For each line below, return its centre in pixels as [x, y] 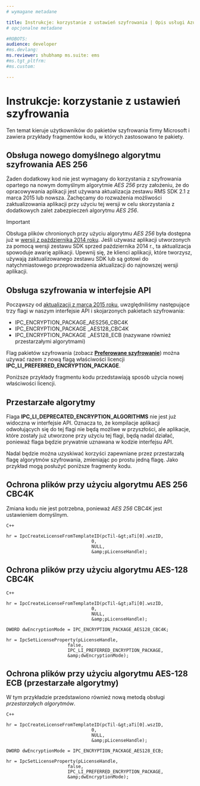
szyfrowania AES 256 [47, 164]
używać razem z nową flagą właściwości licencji [65, 359]
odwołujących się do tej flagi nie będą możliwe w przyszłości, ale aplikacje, [98, 429]
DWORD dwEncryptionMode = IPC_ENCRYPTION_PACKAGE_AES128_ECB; [85, 751]
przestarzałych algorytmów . [41, 704]
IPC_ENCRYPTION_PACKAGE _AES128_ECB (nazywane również [93, 335]
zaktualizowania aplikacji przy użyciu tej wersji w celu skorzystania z [90, 204]
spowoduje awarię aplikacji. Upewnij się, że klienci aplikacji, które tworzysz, [99, 252]
